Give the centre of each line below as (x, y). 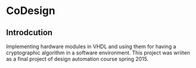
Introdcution (29, 33)
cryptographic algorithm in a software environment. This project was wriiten (98, 53)
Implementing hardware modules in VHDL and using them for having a (91, 46)
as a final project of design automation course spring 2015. (77, 59)
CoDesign (31, 11)
